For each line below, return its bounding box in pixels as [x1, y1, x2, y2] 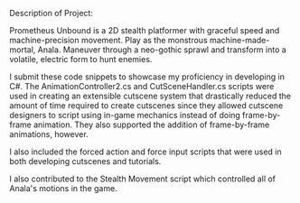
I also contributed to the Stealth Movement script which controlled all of [9, 173, 277, 184]
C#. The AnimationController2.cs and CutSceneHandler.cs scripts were [9, 81, 275, 91]
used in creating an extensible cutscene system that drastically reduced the [9, 90, 292, 101]
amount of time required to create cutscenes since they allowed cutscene [9, 100, 284, 111]
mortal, [9, 44, 36, 55]
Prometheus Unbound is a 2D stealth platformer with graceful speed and [9, 25, 280, 35]
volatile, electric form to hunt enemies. [9, 54, 153, 64]
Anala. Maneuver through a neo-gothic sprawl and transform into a [37, 44, 286, 55]
